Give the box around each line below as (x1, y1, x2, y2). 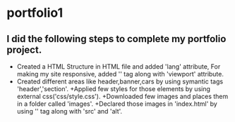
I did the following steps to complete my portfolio (6, 33, 227, 45)
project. (6, 43, 42, 55)
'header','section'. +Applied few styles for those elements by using (16, 85, 211, 93)
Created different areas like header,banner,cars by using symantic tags (16, 77, 224, 86)
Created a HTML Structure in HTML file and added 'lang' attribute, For (16, 62, 221, 71)
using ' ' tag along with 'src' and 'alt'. (16, 107, 123, 115)
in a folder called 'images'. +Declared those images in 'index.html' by (16, 100, 218, 108)
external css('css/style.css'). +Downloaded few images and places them (16, 93, 229, 100)
